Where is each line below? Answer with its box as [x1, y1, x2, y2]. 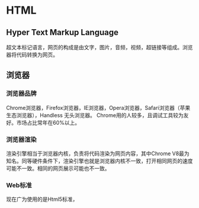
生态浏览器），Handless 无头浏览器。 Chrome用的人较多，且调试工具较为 [6, 111, 184, 119]
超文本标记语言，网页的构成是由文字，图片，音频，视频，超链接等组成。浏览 [6, 44, 193, 51]
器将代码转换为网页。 [6, 51, 58, 58]
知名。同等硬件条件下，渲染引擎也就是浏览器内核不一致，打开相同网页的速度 [6, 157, 193, 164]
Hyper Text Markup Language [6, 27, 118, 37]
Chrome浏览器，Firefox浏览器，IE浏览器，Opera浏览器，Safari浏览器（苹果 [6, 104, 191, 111]
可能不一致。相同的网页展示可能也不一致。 [6, 165, 110, 172]
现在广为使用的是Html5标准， [6, 196, 78, 203]
